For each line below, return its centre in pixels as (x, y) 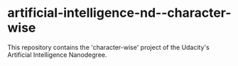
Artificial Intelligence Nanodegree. (57, 55)
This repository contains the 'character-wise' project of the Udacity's (108, 47)
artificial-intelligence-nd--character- (119, 13)
